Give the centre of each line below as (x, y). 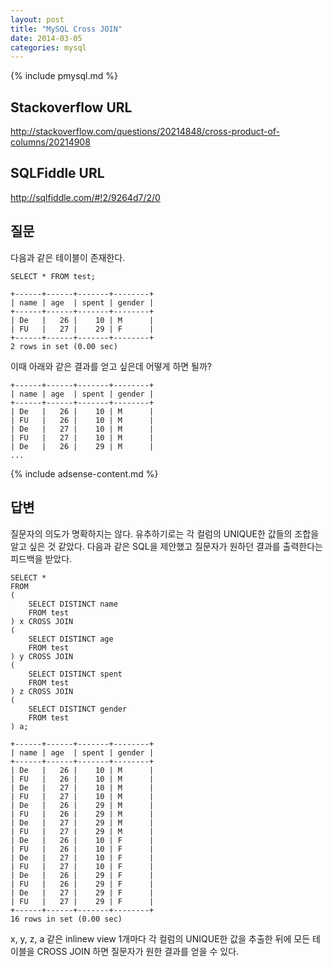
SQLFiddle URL (57, 173)
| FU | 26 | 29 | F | (82, 884)
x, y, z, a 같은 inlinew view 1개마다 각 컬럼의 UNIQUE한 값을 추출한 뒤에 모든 (160, 938)
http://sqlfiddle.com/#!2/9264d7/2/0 (85, 197)
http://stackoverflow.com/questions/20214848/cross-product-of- (145, 132)
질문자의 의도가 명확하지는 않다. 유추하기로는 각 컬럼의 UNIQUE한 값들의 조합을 (165, 533)
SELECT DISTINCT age (71, 639)
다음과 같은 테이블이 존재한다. (68, 257)
